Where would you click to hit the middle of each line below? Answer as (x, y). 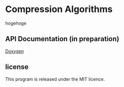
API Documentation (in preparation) (62, 39)
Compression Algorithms (59, 9)
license (17, 67)
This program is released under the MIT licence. (55, 79)
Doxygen (15, 51)
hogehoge (16, 23)
